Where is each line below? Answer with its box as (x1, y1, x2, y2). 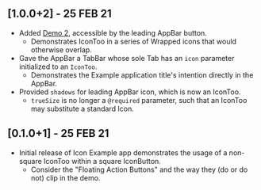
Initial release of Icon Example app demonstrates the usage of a (18, 147, 228, 158)
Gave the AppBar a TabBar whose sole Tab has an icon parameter (18, 53, 235, 63)
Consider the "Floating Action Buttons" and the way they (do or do (30, 165, 248, 174)
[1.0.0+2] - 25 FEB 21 (7, 7, 112, 21)
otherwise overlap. (30, 44, 92, 55)
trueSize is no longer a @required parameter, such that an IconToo (30, 95, 248, 104)
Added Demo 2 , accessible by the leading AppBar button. (18, 28, 207, 37)
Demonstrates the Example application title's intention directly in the (30, 70, 254, 79)
